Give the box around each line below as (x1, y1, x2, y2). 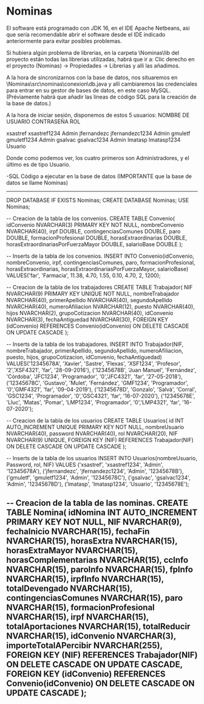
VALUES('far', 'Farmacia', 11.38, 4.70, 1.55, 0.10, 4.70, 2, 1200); (6, 272, 161, 279)
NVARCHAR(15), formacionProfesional (6, 602, 155, 613)
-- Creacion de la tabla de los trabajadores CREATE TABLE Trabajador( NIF (6, 283, 193, 291)
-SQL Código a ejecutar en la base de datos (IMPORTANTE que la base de (6, 172, 192, 180)
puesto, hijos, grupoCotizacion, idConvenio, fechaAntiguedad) (6, 353, 162, 361)
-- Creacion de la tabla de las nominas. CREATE (6, 498, 188, 508)
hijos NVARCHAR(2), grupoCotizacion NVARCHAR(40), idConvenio (6, 309, 174, 317)
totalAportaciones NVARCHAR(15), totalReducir (6, 621, 191, 632)
